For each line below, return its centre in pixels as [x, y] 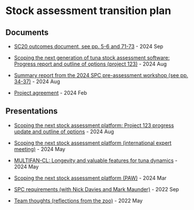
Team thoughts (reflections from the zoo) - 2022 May [78, 201]
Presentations [32, 111]
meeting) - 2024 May [39, 149]
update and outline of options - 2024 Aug [64, 131]
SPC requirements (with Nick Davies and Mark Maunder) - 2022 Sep [96, 189]
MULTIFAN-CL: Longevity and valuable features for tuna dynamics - [96, 160]
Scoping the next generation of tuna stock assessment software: [92, 58]
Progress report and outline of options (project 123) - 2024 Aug [90, 64]
